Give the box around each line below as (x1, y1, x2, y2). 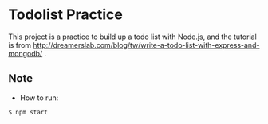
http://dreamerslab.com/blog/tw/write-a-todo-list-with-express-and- (33, 40, 260, 49)
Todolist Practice (8, 6, 124, 24)
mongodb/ (8, 48, 43, 58)
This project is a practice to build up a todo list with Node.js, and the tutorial (8, 32, 257, 41)
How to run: (19, 93, 59, 103)
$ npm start (8, 108, 48, 116)
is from (8, 40, 32, 49)
